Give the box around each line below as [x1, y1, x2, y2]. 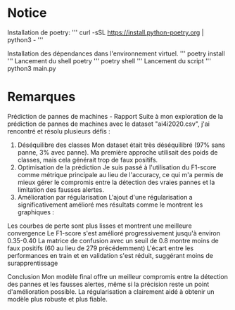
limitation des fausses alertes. [17, 185, 104, 194]
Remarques [7, 89, 76, 105]
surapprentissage [7, 259, 58, 267]
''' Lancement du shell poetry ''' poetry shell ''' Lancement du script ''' [7, 56, 211, 65]
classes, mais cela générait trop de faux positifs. [17, 155, 158, 164]
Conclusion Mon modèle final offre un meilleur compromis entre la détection [7, 272, 229, 280]
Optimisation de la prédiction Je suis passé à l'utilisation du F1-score [17, 163, 217, 172]
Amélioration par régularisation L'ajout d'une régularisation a [17, 193, 193, 201]
